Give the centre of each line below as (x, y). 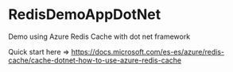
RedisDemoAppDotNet (85, 15)
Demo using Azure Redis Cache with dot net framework (99, 36)
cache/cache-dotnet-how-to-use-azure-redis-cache (95, 60)
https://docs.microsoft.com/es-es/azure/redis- (148, 51)
